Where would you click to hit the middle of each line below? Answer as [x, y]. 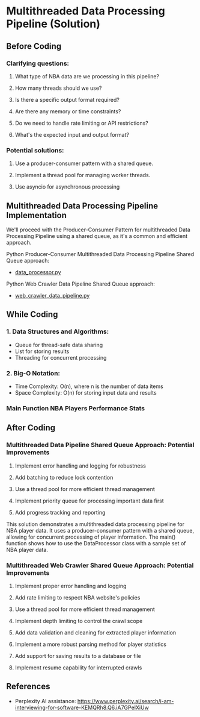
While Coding [32, 315]
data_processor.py [38, 272]
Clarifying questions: [38, 63]
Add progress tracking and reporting [60, 512]
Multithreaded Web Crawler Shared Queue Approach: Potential [100, 565]
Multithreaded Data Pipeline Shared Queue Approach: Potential [100, 445]
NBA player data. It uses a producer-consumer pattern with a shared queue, [100, 530]
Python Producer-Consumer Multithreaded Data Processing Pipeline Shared [100, 254]
